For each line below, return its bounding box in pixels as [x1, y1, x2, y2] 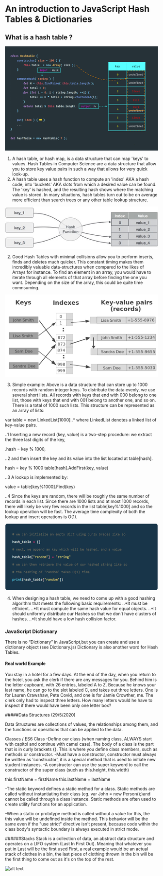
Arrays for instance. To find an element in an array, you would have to [12, 269, 151, 275]
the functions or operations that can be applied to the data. [5, 726, 123, 732]
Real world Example [5, 660, 46, 666]
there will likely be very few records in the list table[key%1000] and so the [5, 503, 153, 509]
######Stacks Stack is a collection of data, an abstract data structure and [5, 835, 154, 841]
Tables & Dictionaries [5, 14, 93, 25]
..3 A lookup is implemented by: [5, 474, 68, 480]
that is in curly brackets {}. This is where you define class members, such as [5, 746, 158, 752]
